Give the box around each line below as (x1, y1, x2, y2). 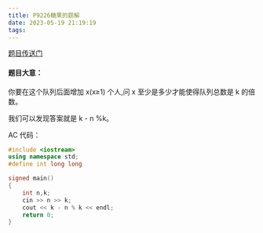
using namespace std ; (8, 153, 79, 161)
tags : (8, 26, 26, 34)
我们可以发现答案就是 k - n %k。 (8, 113, 114, 122)
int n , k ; (22, 189, 51, 197)
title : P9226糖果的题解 (8, 11, 80, 20)
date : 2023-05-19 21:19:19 (8, 19, 97, 27)
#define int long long (8, 160, 82, 169)
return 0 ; (22, 211, 55, 219)
